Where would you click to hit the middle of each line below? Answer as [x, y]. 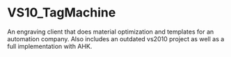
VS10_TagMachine [62, 13]
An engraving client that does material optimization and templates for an [111, 32]
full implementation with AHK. [50, 46]
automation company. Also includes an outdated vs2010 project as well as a [116, 38]
